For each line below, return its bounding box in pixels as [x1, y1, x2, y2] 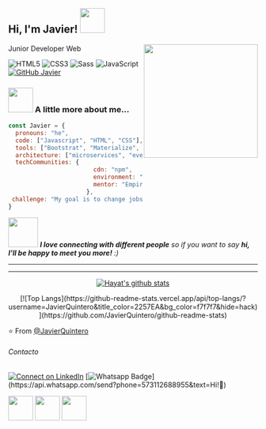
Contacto [8, 347, 39, 356]
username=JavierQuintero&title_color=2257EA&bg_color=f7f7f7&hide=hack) [8, 302, 258, 311]
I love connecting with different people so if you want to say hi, [39, 239, 250, 249]
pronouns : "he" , [15, 129, 69, 137]
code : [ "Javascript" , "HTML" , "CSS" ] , [15, 136, 144, 145]
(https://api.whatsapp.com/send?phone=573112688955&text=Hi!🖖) [8, 380, 227, 389]
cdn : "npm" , [93, 166, 133, 174]
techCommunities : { [15, 159, 80, 167]
